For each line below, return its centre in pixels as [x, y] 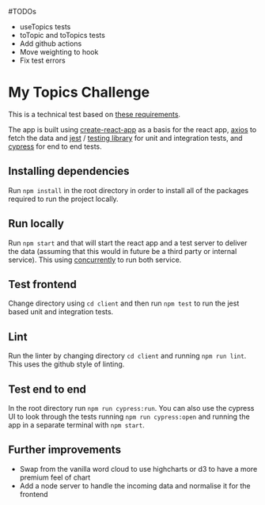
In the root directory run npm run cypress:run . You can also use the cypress [131, 408]
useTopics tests [45, 27]
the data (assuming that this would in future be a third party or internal [123, 251]
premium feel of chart [55, 477]
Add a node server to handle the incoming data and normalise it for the [135, 485]
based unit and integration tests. [61, 312]
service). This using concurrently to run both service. [95, 260]
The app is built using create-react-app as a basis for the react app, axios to [132, 129]
